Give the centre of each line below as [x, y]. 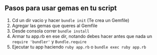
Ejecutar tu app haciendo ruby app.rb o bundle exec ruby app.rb [79, 46]
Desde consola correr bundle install [50, 31]
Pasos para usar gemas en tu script [61, 8]
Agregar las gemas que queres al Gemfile [55, 25]
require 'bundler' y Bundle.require [49, 41]
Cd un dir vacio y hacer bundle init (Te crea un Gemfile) [70, 20]
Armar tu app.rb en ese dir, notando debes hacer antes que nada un [82, 36]
